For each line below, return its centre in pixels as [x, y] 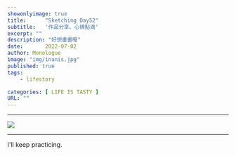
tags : [15, 72]
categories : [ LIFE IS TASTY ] [53, 92]
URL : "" [19, 98]
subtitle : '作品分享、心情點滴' [53, 27]
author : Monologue [34, 53]
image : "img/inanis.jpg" [44, 60]
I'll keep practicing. [35, 145]
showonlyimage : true [38, 14]
